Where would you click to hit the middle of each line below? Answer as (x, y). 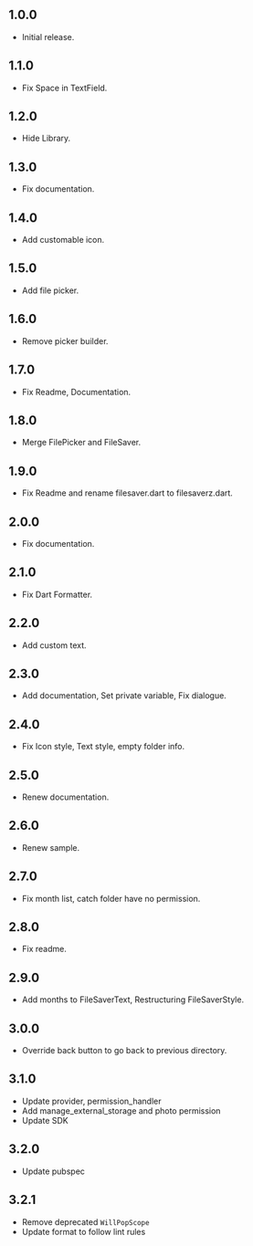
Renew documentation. (65, 797)
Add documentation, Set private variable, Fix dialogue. (124, 696)
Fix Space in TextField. (64, 88)
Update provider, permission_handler (91, 1101)
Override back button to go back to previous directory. (124, 1051)
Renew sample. (51, 847)
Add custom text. (54, 645)
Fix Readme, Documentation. (76, 392)
